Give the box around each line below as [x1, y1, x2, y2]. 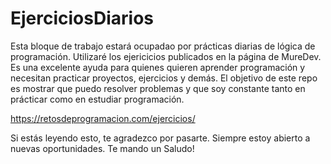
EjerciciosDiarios [10, 7, 155, 30]
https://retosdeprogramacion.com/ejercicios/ [10, 112, 196, 124]
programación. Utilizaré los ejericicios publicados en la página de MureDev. [10, 50, 322, 62]
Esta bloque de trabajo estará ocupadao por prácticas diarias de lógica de [10, 40, 316, 52]
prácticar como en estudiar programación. [10, 93, 185, 105]
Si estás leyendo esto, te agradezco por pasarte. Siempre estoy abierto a [10, 132, 311, 144]
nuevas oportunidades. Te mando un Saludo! [10, 142, 195, 154]
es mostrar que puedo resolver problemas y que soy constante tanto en [10, 82, 306, 94]
